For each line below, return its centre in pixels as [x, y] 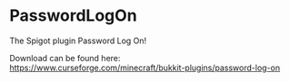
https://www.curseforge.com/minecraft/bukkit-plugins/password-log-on [145, 68]
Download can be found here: [65, 58]
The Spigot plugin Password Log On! [78, 41]
